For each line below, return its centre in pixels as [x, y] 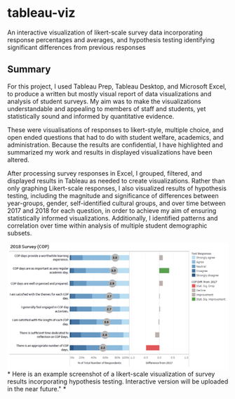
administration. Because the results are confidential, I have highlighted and [115, 145]
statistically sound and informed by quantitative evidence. [91, 116]
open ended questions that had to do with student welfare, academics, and [116, 137]
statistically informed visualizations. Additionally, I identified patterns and [113, 218]
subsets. [20, 233]
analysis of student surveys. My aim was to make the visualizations [104, 101]
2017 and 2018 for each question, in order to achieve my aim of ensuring [112, 210]
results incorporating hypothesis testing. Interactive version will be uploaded [118, 381]
